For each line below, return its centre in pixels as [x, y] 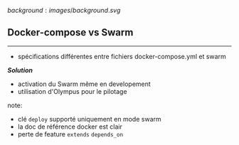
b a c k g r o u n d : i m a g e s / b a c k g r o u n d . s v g [64, 10]
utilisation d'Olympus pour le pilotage [72, 91]
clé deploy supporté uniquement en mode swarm [89, 119]
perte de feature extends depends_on [70, 134]
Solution [20, 70]
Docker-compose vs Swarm [70, 32]
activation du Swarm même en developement [84, 84]
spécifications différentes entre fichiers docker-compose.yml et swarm [122, 56]
